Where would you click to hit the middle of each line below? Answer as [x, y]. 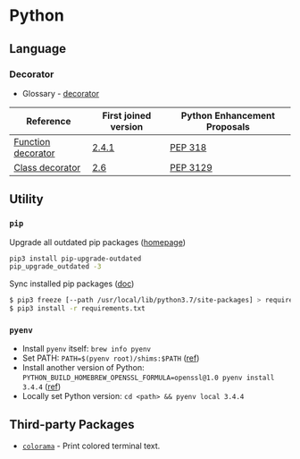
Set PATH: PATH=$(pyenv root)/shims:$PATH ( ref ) [111, 358]
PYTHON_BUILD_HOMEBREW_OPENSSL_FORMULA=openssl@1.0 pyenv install [148, 378]
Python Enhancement [228, 115]
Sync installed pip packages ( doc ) [72, 284]
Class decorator [47, 167]
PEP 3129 [191, 167]
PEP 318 [188, 147]
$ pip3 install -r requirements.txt [77, 309]
